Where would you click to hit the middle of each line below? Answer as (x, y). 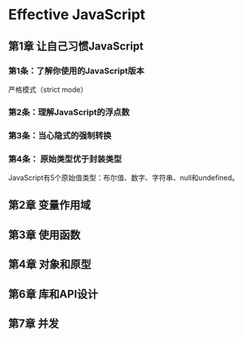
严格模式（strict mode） (48, 89)
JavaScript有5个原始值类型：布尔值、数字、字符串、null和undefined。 (123, 178)
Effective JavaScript (77, 15)
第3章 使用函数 (45, 235)
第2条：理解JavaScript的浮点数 (69, 112)
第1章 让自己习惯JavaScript (76, 46)
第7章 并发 (34, 323)
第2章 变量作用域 (50, 205)
